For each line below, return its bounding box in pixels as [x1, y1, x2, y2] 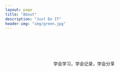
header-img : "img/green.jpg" [5, 21, 66, 26]
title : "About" [5, 12, 37, 17]
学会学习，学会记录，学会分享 [53, 61, 115, 67]
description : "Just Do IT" [5, 16, 61, 21]
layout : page [5, 7, 32, 12]
